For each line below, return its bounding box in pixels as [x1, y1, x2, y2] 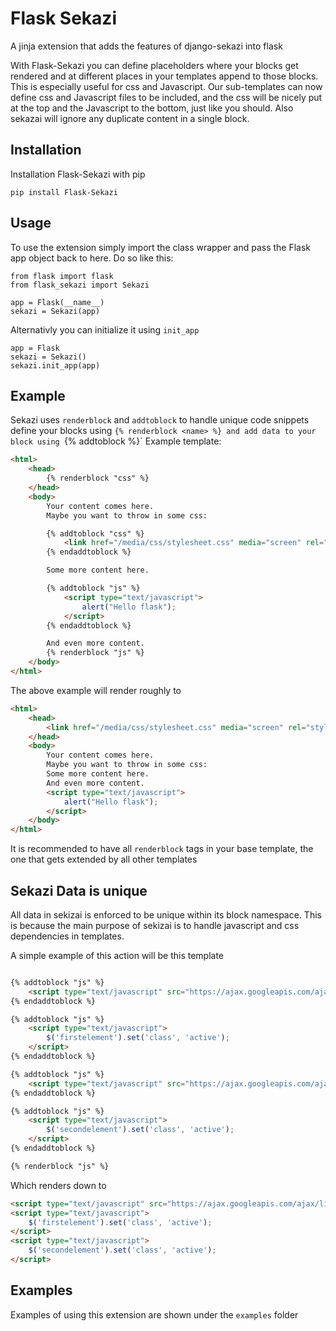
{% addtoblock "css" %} [46, 528, 145, 539]
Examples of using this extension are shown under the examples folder [10, 1308, 299, 1321]
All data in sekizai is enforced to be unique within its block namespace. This [10, 908, 322, 921]
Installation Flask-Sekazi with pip [10, 168, 146, 180]
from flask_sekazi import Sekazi [10, 280, 150, 290]
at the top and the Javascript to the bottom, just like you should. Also [10, 102, 294, 114]
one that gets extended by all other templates [10, 853, 198, 866]
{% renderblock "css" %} [46, 473, 150, 484]
